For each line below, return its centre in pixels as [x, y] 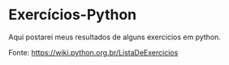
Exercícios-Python [72, 15]
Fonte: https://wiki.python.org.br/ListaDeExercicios [93, 52]
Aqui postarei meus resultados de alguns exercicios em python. [115, 37]
